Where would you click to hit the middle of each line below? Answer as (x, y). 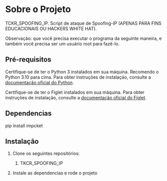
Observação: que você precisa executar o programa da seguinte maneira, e (83, 38)
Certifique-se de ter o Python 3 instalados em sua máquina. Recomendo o (82, 72)
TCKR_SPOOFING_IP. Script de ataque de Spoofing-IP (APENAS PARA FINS (83, 23)
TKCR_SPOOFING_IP (41, 163)
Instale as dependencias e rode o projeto (55, 173)
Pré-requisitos (28, 60)
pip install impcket (24, 126)
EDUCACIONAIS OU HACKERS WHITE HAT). (51, 28)
